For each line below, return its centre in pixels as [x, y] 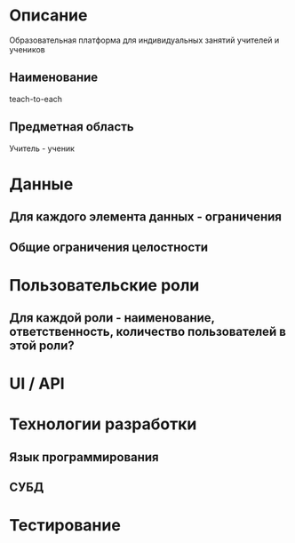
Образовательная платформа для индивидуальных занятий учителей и [144, 40]
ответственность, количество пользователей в [148, 332]
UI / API [37, 384]
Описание [48, 16]
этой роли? [42, 346]
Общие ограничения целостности [109, 247]
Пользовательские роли [104, 285]
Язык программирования [84, 457]
